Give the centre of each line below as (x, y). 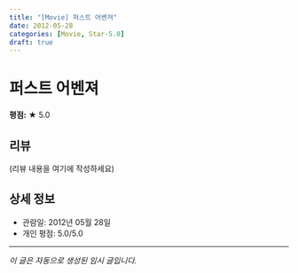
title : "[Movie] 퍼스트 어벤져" (63, 17)
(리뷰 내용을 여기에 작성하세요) (62, 168)
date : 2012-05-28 (41, 26)
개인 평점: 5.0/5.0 (53, 233)
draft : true (31, 42)
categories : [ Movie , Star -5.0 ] (67, 34)
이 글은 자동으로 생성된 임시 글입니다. (73, 260)
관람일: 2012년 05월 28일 (66, 222)
